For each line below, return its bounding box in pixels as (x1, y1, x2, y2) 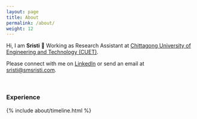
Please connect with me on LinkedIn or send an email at (6, 60, 145, 67)
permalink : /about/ (6, 20, 55, 26)
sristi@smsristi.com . (6, 67, 57, 74)
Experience (6, 93, 40, 102)
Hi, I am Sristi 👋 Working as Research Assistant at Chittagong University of (6, 42, 191, 49)
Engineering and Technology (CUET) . (6, 49, 99, 56)
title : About (6, 14, 39, 20)
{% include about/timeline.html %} (6, 106, 92, 114)
